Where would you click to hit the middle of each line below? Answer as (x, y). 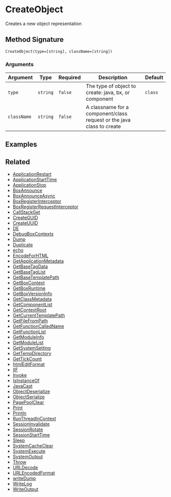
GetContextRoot (30, 310)
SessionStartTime (31, 435)
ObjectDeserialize (31, 392)
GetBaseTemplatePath (36, 278)
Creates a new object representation (44, 24)
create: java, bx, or (108, 93)
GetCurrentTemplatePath (39, 315)
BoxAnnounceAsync (34, 196)
